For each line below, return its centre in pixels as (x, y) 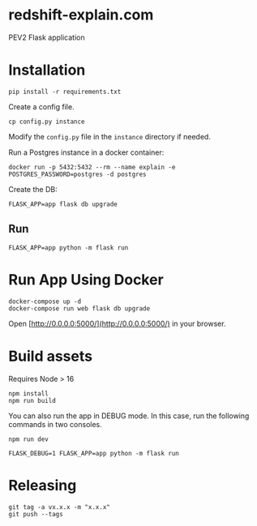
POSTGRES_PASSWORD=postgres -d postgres (78, 174)
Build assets (51, 356)
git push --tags (36, 514)
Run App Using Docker (86, 279)
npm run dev (28, 439)
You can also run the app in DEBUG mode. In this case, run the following (129, 416)
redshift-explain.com (81, 15)
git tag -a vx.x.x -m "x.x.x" (60, 507)
